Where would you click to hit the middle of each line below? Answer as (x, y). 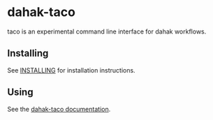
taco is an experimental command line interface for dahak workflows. (107, 31)
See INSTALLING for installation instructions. (71, 70)
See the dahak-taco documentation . (59, 109)
